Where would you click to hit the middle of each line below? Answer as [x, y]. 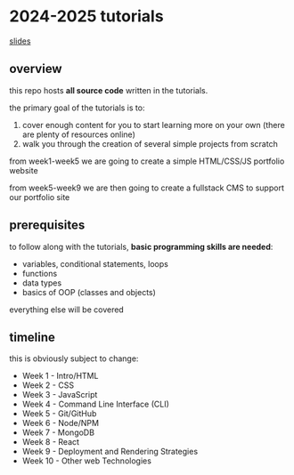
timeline [33, 337]
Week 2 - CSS [48, 385]
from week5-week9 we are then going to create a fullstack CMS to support [147, 188]
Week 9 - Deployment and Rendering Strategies [110, 452]
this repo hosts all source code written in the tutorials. [109, 90]
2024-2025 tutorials [86, 16]
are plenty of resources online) [78, 134]
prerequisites [47, 225]
